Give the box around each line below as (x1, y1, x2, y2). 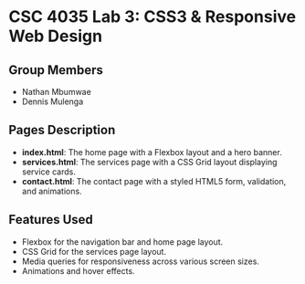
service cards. (21, 166, 77, 177)
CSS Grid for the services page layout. (21, 246, 166, 257)
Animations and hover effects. (21, 265, 135, 276)
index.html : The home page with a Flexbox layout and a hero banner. (21, 146, 282, 157)
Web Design (8, 26, 102, 47)
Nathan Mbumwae (21, 87, 92, 97)
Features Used (8, 212, 93, 227)
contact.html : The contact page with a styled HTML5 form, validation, (21, 175, 287, 186)
